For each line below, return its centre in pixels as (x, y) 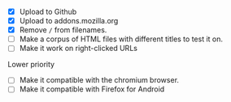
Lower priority (31, 65)
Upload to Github (48, 12)
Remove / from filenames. (63, 30)
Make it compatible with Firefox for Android (92, 89)
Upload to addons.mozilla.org (69, 21)
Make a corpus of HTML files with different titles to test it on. (121, 39)
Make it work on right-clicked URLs (78, 49)
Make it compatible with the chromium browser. (99, 80)
